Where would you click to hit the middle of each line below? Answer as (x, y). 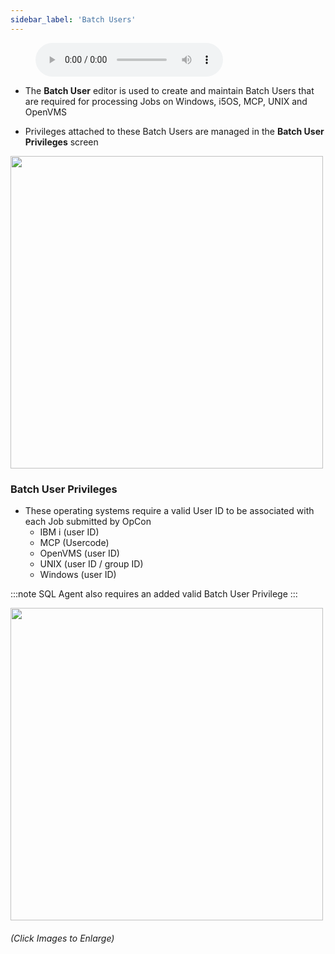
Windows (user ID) (78, 574)
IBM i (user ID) (69, 532)
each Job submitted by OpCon (88, 521)
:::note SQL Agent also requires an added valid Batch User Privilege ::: (154, 593)
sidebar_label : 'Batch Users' (73, 19)
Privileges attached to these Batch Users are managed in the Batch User (174, 131)
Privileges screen (61, 142)
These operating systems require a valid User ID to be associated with (169, 510)
